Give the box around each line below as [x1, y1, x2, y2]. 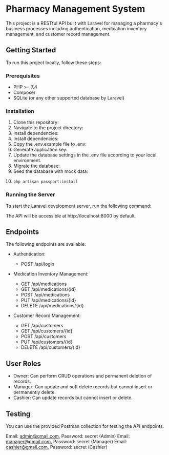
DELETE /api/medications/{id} [20, 303, 84, 309]
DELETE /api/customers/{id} [20, 344, 81, 350]
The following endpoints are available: [6, 241, 86, 247]
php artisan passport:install [13, 179, 78, 185]
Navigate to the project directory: [13, 125, 83, 131]
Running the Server [6, 191, 55, 198]
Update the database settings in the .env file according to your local [13, 152, 157, 158]
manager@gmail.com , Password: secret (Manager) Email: [6, 439, 128, 445]
